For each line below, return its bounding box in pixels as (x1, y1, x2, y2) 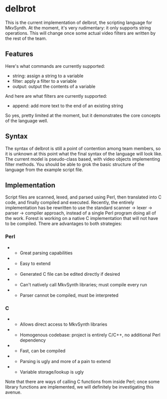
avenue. (5, 389, 22, 395)
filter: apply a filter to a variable (12, 78, 77, 84)
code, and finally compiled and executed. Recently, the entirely (5, 199, 135, 205)
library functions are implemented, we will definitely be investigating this (5, 384, 154, 390)
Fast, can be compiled (19, 348, 66, 354)
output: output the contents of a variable (12, 83, 96, 89)
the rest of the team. (5, 35, 47, 41)
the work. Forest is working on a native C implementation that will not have (5, 215, 159, 221)
